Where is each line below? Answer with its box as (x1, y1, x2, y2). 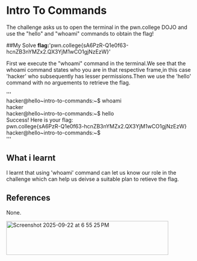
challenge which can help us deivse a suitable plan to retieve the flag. (6, 175, 180, 183)
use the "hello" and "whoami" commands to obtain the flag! (6, 30, 154, 37)
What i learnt (6, 153, 56, 163)
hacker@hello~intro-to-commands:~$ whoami (6, 97, 122, 104)
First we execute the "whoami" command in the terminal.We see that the (6, 60, 186, 67)
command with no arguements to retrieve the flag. (6, 79, 131, 86)
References (6, 193, 51, 203)
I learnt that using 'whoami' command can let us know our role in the (6, 169, 177, 176)
